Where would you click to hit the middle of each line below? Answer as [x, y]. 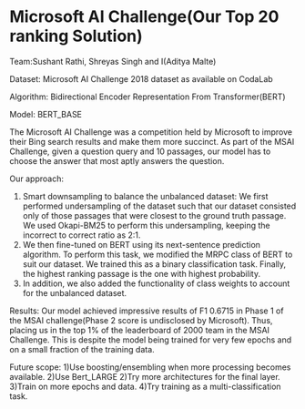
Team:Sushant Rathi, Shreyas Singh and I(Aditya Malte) [113, 61]
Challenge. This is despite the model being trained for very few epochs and [151, 340]
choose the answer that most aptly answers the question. [117, 160]
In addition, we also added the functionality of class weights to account [156, 283]
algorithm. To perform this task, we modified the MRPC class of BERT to [158, 254]
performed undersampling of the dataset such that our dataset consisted [159, 206]
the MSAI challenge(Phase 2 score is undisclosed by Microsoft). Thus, [141, 320]
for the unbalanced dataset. [75, 292]
